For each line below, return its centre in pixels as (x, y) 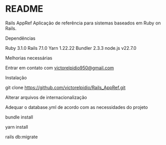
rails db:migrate (22, 137)
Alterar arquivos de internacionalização (46, 97)
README (24, 9)
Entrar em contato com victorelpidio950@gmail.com (60, 68)
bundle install (19, 117)
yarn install (17, 127)
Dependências (20, 38)
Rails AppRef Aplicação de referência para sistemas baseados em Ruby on (83, 23)
